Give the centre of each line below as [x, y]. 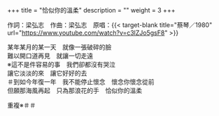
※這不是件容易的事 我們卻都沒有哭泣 [61, 64]
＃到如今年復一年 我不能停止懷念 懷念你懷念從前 [81, 82]
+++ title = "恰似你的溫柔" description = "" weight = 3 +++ [91, 10]
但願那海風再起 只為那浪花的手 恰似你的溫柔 [75, 90]
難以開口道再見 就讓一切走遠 [50, 56]
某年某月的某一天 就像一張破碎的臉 [59, 47]
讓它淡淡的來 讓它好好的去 [47, 73]
